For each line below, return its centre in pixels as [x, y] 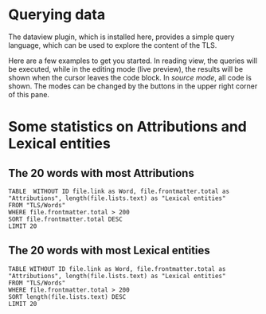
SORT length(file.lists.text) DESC [67, 296]
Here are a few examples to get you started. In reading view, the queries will [133, 61]
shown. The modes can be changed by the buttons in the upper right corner [133, 86]
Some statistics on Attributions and [127, 127]
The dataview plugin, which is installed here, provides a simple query [121, 37]
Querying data [57, 15]
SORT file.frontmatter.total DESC [66, 219]
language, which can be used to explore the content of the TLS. [113, 45]
